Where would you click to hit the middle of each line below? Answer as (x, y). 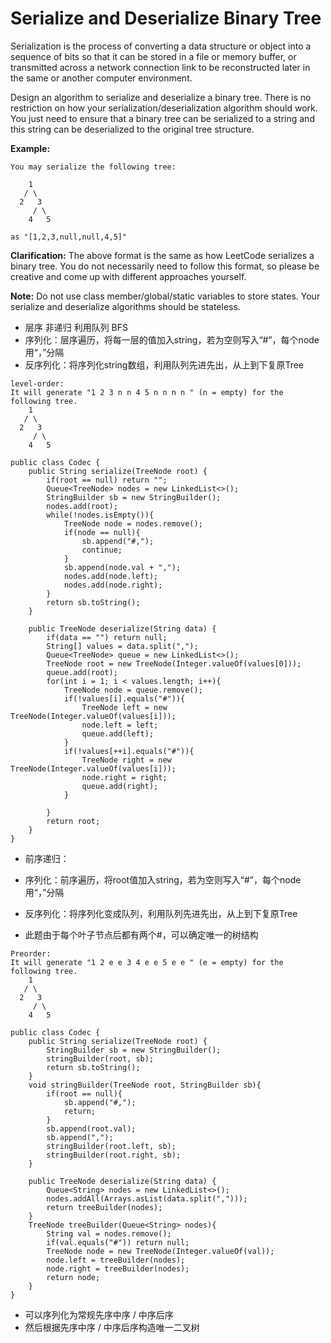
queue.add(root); (82, 672)
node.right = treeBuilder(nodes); (118, 1268)
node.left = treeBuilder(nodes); (116, 1260)
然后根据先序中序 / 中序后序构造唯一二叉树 (112, 1327)
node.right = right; (124, 777)
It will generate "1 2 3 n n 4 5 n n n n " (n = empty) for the (147, 392)
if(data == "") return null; (107, 637)
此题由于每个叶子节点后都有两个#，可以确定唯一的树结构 (141, 934)
